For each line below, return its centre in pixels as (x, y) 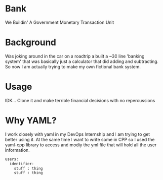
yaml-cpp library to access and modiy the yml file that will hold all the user (81, 145)
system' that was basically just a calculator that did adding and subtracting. (82, 61)
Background (31, 42)
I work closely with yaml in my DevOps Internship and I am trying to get (78, 134)
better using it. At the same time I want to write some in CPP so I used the (80, 139)
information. (18, 150)
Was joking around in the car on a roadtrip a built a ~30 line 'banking (75, 56)
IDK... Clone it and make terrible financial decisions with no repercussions (80, 100)
